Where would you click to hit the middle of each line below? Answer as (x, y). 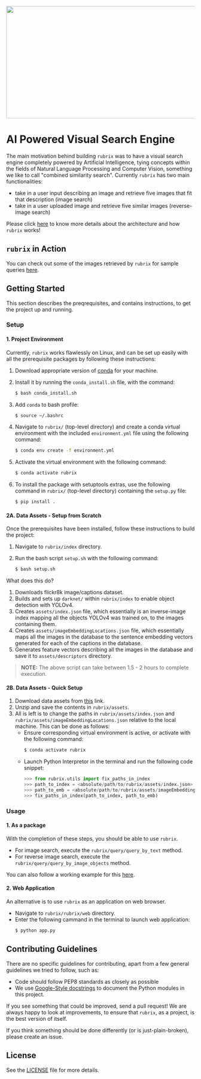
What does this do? (30, 581)
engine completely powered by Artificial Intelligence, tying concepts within (98, 162)
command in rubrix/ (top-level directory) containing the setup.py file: (101, 491)
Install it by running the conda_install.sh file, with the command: (95, 382)
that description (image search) (54, 199)
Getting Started (36, 288)
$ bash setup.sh (35, 569)
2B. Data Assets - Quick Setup (45, 687)
